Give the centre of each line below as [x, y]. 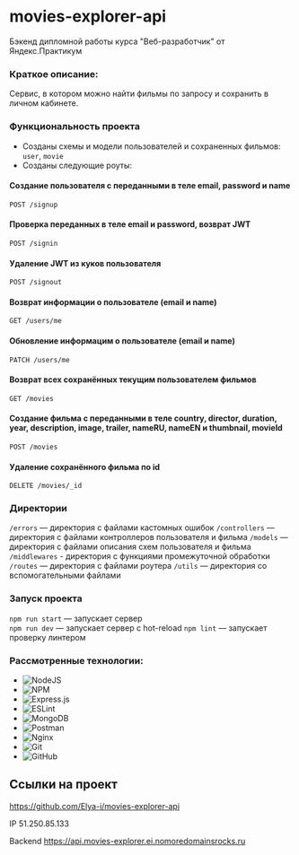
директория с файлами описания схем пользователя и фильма [130, 547]
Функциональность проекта [75, 127]
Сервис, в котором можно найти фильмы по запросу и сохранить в [139, 94]
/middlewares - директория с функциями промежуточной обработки [140, 556]
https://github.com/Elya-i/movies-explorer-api [95, 806]
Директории [38, 509]
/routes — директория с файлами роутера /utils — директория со [138, 566]
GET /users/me [36, 321]
